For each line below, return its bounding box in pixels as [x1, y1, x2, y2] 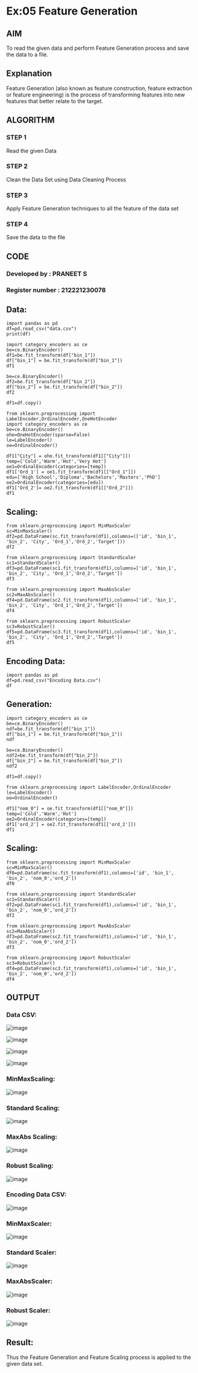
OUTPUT [6, 993, 40, 1003]
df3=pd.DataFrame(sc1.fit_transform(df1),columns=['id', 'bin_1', [6, 565, 177, 571]
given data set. [6, 1360, 43, 1367]
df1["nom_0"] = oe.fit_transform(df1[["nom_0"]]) [6, 805, 134, 811]
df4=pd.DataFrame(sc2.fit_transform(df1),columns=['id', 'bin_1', [6, 597, 177, 603]
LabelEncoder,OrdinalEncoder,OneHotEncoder [6, 416, 118, 422]
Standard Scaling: [6, 1104, 60, 1112]
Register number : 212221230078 [6, 286, 106, 294]
